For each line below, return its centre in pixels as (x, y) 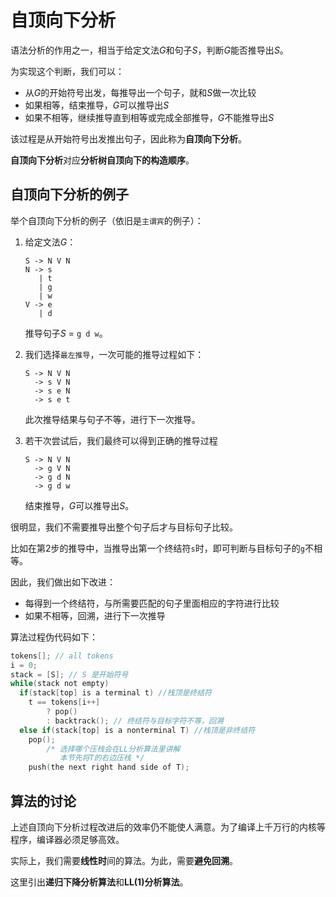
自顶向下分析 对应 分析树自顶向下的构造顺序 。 (102, 160)
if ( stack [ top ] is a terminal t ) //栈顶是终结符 (116, 693)
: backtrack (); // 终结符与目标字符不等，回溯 (135, 721)
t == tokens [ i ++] (64, 702)
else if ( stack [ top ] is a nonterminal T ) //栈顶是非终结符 (137, 730)
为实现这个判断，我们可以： (67, 71)
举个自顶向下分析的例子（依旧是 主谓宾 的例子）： (107, 220)
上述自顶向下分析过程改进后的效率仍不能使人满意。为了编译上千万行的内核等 (168, 827)
